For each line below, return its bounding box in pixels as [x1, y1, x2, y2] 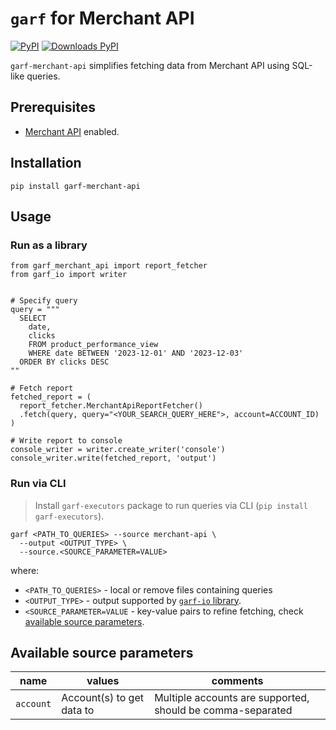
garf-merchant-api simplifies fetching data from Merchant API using [10, 59, 290, 71]
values [86, 674, 120, 688]
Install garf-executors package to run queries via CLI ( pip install [34, 499, 309, 511]
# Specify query [10, 296, 78, 306]
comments [211, 674, 264, 688]
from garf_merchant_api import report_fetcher [10, 261, 208, 271]
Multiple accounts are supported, [154, 691, 310, 705]
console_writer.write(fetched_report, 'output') [10, 453, 217, 464]
